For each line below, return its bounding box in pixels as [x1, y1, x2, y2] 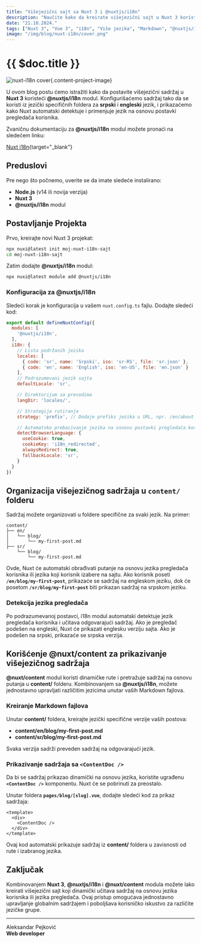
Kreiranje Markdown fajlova [6, 702, 89, 710]
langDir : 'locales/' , [17, 397, 71, 403]
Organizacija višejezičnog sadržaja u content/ [6, 486, 181, 496]
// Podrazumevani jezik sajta [17, 375, 93, 381]
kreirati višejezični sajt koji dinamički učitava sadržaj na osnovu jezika [6, 887, 178, 894]
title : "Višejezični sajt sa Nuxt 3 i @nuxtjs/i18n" [6, 8, 141, 15]
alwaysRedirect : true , [22, 447, 79, 453]
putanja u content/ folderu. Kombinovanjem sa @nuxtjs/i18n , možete [6, 680, 178, 688]
